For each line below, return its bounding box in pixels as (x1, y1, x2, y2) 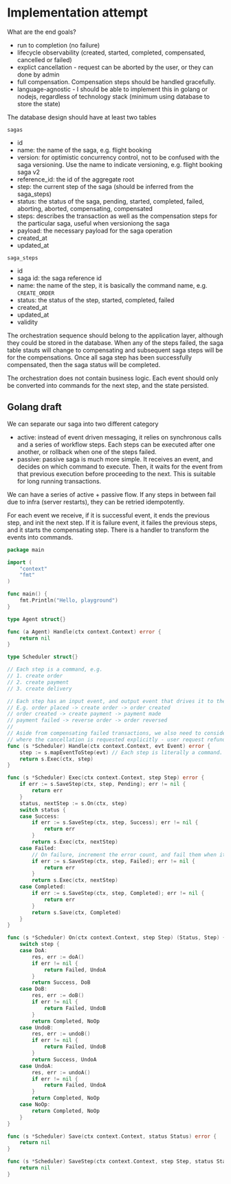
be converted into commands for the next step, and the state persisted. (7, 381, 209, 389)
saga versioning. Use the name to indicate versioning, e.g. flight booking (16, 160, 223, 168)
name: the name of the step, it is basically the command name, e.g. (16, 281, 208, 289)
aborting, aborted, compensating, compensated (16, 204, 153, 213)
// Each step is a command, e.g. (7, 666, 103, 673)
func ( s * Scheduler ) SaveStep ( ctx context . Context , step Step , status (7, 1158, 214, 1165)
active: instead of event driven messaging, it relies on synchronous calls (16, 433, 222, 441)
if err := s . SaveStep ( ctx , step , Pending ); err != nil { (19, 781, 186, 788)
